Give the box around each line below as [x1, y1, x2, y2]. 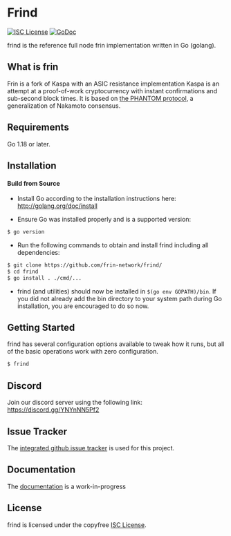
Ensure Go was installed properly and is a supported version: [17, 216, 192, 224]
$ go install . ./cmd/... [7, 274, 82, 281]
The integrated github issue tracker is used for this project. [7, 443, 175, 452]
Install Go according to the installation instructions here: [17, 195, 176, 203]
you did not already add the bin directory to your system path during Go [17, 294, 223, 303]
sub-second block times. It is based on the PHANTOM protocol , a [7, 94, 194, 102]
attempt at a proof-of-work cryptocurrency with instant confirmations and [7, 86, 218, 95]
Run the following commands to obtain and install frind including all [17, 241, 209, 249]
